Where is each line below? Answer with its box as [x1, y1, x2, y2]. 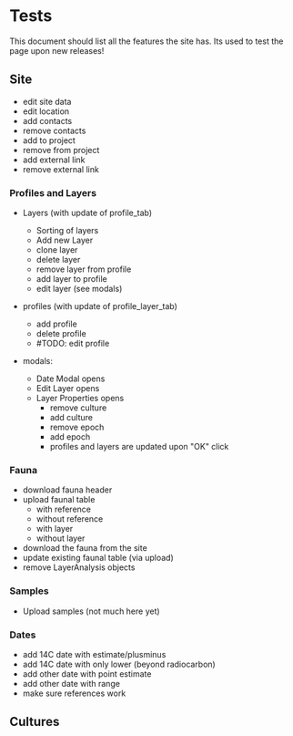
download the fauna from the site [22, 543, 147, 554]
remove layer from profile [35, 264, 132, 275]
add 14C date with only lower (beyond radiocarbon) [22, 658, 216, 669]
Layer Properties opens [35, 393, 125, 404]
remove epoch [49, 421, 105, 433]
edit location [22, 106, 70, 117]
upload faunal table [22, 494, 96, 505]
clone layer [35, 244, 78, 255]
